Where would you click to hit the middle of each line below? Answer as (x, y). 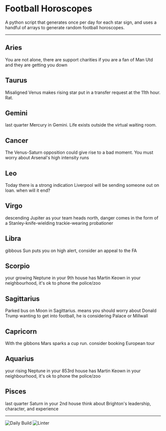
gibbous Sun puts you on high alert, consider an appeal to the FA (71, 251)
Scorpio (18, 266)
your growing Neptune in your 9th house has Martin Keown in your (73, 278)
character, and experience (32, 409)
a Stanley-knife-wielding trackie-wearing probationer (59, 223)
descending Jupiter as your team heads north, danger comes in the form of (82, 217)
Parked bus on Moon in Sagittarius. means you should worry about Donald (81, 311)
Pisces (16, 392)
